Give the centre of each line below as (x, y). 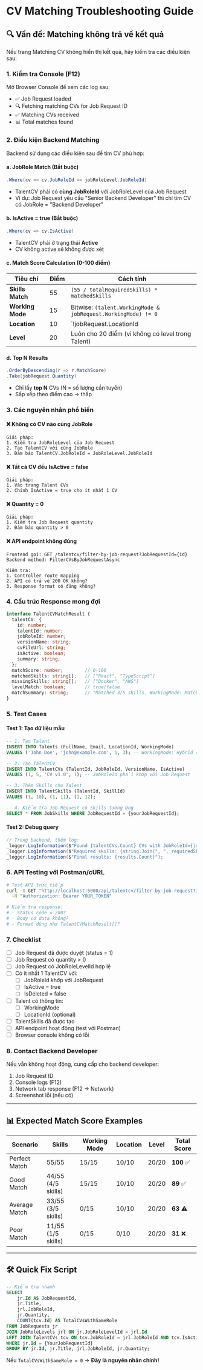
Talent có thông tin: (39, 1000)
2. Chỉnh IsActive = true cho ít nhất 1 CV (62, 491)
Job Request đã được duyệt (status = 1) (64, 953)
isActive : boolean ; (42, 653)
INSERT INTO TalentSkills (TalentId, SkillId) (66, 791)
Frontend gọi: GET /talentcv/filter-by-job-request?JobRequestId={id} (97, 554)
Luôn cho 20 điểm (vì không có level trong (131, 333)
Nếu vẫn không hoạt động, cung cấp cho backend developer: (83, 1064)
